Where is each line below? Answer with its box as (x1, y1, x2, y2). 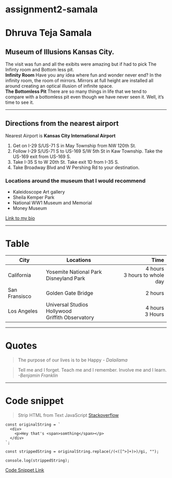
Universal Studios (46, 301, 89, 309)
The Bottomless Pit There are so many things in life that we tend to (5, 88, 147, 94)
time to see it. (5, 99, 34, 106)
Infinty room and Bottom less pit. (5, 67, 74, 73)
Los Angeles (8, 308, 38, 315)
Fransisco (8, 293, 32, 300)
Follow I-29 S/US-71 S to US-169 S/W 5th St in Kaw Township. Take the (12, 148, 163, 154)
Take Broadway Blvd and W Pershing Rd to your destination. (12, 164, 140, 170)
